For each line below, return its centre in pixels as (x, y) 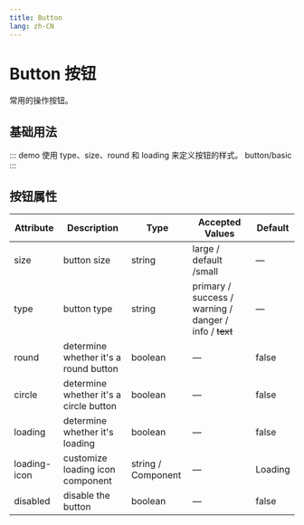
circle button (90, 406)
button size (87, 261)
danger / (210, 320)
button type (88, 309)
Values (219, 234)
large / (206, 249)
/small (205, 272)
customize (85, 458)
